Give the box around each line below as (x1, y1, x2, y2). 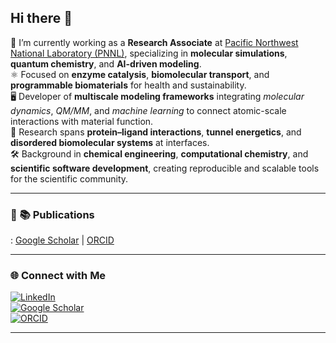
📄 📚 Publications (10, 207, 95, 221)
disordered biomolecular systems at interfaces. (10, 136, 210, 148)
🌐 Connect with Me (10, 269, 107, 283)
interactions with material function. (10, 115, 154, 127)
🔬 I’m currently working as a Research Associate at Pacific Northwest (10, 36, 299, 48)
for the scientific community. (10, 172, 129, 185)
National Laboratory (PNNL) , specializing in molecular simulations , (10, 47, 288, 59)
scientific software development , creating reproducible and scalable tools (10, 162, 320, 174)
